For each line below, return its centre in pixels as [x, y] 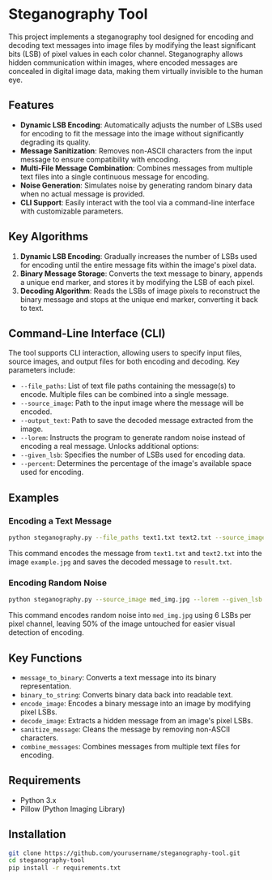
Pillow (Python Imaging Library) [72, 809]
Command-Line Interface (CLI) [87, 333]
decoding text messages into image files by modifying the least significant [132, 45]
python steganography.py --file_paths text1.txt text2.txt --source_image [137, 538]
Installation [37, 834]
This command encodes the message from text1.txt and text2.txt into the [135, 553]
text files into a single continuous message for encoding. [115, 176]
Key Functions [45, 658]
